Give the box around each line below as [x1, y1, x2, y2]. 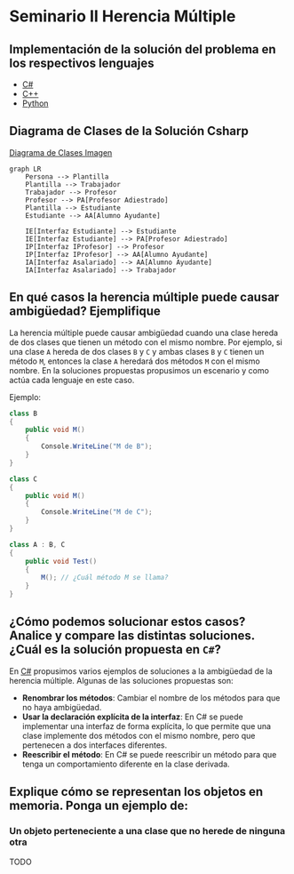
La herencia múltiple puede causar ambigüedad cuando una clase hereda [9, 327, 278, 338]
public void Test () [25, 557, 98, 565]
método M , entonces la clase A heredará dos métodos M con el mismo [9, 356, 260, 366]
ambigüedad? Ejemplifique [9, 304, 162, 319]
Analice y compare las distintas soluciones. [9, 629, 255, 644]
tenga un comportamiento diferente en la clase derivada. [21, 758, 230, 769]
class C [9, 474, 38, 484]
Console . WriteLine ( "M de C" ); [41, 508, 153, 517]
